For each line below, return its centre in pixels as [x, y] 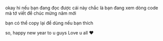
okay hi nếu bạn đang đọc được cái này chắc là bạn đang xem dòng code [82, 8]
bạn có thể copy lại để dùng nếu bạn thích [49, 23]
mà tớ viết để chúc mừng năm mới [41, 13]
